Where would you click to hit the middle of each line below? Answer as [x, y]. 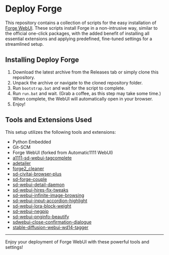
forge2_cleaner [28, 168]
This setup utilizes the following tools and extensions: [61, 132]
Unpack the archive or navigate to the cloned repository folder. [77, 82]
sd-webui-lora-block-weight [42, 206]
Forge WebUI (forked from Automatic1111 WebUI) [63, 152]
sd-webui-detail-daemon [38, 185]
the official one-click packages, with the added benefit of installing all [77, 33]
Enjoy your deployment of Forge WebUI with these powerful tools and [77, 241]
